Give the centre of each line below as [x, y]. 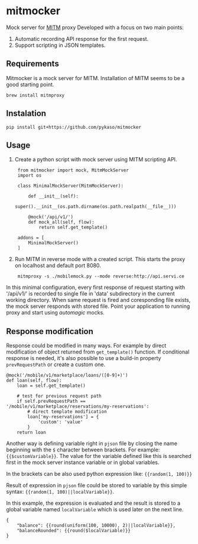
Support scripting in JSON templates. [60, 45]
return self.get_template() [73, 228]
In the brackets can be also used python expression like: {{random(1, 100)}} [99, 474]
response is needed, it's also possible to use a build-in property [84, 358]
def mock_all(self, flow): [61, 222]
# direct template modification [67, 412]
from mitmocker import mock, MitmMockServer [73, 170]
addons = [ [31, 238]
